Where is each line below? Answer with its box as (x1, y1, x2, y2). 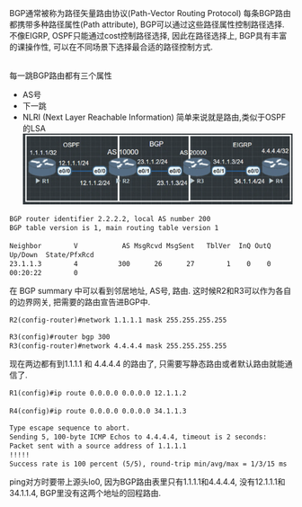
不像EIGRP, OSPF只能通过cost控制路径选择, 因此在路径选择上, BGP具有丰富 (9, 31, 288, 40)
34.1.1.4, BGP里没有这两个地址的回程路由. (9, 488, 162, 499)
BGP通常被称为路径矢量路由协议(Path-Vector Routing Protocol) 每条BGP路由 (9, 8, 292, 18)
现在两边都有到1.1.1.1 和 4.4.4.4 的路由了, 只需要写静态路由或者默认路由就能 (9, 359, 285, 369)
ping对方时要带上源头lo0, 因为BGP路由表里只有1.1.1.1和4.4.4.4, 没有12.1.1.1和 (9, 476, 286, 487)
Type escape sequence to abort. (9, 423, 130, 433)
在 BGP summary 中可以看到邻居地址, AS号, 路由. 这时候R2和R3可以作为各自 (9, 286, 292, 297)
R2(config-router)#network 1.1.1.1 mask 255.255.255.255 (9, 316, 227, 325)
